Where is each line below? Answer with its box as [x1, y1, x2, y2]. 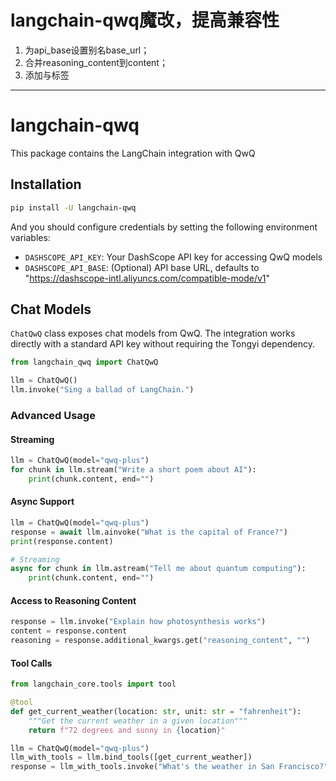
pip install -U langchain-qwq [10, 202, 137, 213]
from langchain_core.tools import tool [10, 679, 177, 690]
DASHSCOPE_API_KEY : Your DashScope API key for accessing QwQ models [24, 251, 323, 263]
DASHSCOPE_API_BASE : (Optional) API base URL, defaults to [24, 261, 260, 273]
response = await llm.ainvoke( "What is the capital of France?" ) [10, 527, 288, 537]
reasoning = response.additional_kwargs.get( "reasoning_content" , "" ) [10, 636, 311, 646]
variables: [10, 231, 51, 243]
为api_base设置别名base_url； [24, 44, 150, 56]
